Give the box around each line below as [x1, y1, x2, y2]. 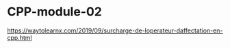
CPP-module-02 [7, 4, 103, 20]
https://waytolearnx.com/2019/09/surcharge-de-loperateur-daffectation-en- [7, 26, 223, 34]
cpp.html [7, 33, 32, 41]
